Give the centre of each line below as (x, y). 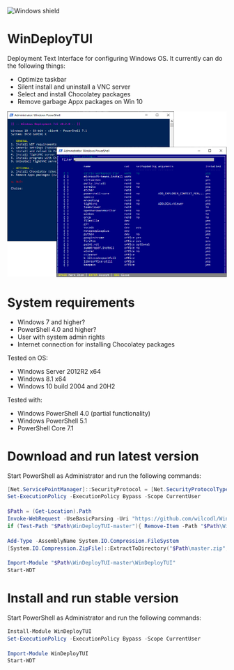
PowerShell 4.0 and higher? (57, 329)
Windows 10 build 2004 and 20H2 (66, 386)
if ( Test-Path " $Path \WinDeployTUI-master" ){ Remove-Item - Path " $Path (113, 526)
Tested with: (25, 400)
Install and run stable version (93, 598)
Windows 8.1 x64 (41, 379)
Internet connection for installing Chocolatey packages (96, 344)
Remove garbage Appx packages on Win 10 (80, 101)
